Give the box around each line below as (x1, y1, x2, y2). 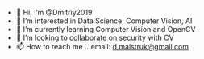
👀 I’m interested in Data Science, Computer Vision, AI (15, 16, 193, 26)
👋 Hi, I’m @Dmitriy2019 (15, 8, 93, 17)
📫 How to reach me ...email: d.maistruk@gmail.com (15, 42, 189, 51)
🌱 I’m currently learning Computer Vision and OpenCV (15, 25, 196, 33)
